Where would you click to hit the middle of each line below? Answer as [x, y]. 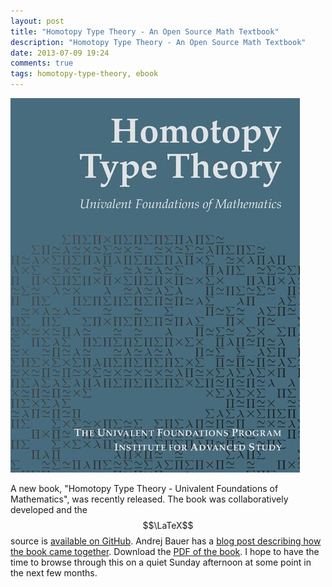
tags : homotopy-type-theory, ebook [84, 74]
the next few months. [54, 573]
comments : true [42, 63]
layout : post [37, 21]
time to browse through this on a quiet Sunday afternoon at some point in [161, 562]
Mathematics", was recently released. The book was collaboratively [149, 499]
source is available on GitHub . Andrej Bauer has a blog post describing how [166, 541]
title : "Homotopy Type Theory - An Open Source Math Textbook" [145, 31]
